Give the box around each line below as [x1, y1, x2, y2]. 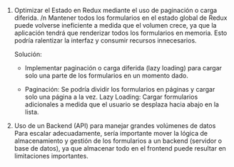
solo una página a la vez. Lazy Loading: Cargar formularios [24, 92, 198, 101]
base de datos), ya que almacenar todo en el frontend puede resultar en [14, 144, 226, 152]
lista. [24, 108, 39, 116]
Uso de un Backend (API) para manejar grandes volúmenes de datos [14, 122, 216, 130]
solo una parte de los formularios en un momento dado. [24, 71, 189, 80]
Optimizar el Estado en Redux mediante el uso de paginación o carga [14, 6, 218, 14]
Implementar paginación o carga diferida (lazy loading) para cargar [24, 64, 223, 72]
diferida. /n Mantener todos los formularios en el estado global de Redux [14, 14, 228, 22]
